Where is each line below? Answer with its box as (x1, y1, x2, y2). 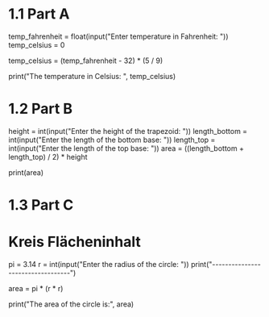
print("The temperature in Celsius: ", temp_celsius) (8, 71, 176, 81)
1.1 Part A (8, 5, 70, 23)
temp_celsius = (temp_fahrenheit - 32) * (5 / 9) (8, 56, 163, 65)
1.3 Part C (8, 196, 74, 215)
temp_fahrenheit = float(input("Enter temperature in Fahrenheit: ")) (8, 31, 229, 41)
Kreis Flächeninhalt (8, 233, 141, 251)
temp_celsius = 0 (8, 40, 65, 49)
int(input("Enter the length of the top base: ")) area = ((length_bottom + (8, 143, 244, 153)
